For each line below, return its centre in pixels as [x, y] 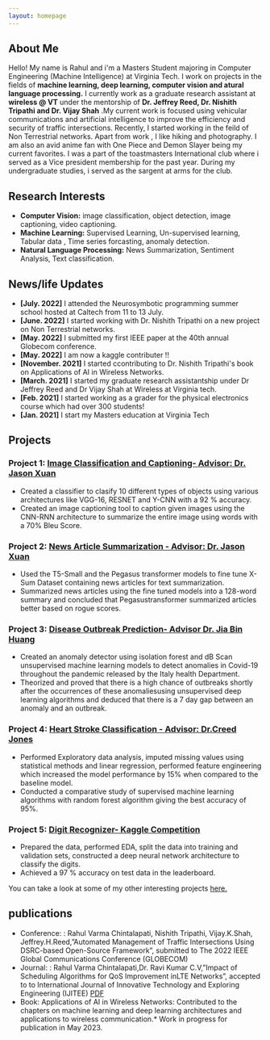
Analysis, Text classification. [67, 258]
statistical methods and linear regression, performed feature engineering [141, 765]
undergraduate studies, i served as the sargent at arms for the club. [120, 171]
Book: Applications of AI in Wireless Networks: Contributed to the [129, 1001]
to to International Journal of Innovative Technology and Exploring [130, 984]
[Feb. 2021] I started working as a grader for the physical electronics [134, 398]
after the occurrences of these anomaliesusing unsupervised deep [131, 691]
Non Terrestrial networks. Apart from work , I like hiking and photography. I [133, 136]
